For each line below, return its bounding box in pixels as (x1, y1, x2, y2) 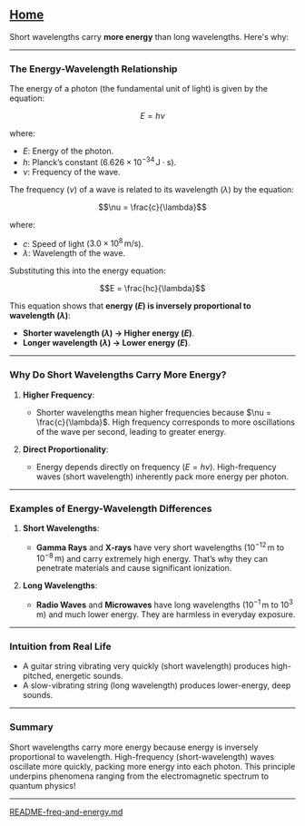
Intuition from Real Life (9, 640, 112, 653)
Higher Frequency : (22, 389, 95, 400)
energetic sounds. (55, 671, 123, 682)
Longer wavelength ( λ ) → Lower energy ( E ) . (22, 338, 191, 349)
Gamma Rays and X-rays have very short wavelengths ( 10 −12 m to (35, 540, 284, 553)
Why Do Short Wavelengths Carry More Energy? (9, 369, 227, 381)
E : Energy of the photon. (22, 145, 114, 157)
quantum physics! (9, 780, 76, 791)
